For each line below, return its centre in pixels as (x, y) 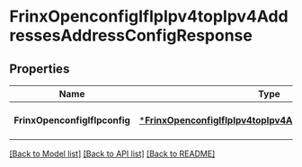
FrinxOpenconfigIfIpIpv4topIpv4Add (149, 17)
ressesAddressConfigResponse (131, 35)
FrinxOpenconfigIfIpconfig (72, 120)
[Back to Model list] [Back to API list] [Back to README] (112, 154)
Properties (40, 69)
